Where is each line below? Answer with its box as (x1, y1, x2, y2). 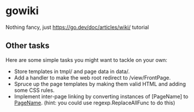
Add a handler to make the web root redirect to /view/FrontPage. (14, 74, 171, 81)
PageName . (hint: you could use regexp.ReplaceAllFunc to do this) (14, 99, 175, 106)
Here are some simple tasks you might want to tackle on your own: (5, 56, 167, 63)
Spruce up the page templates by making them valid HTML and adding (14, 80, 186, 87)
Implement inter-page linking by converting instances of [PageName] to (14, 93, 189, 100)
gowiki (5, 4, 39, 18)
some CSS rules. (14, 87, 55, 94)
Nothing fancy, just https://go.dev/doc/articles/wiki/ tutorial (5, 24, 149, 31)
